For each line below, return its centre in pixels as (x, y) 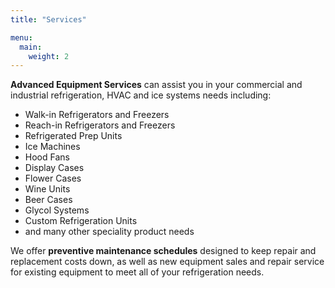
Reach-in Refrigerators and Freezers (100, 125)
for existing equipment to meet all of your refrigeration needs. (137, 272)
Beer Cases (48, 200)
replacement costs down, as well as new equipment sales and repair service (167, 262)
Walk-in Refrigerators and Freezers (97, 115)
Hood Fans (47, 157)
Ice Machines (52, 147)
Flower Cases (53, 178)
